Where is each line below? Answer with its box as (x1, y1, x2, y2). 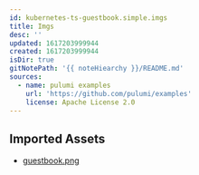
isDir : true (9, 55, 54, 64)
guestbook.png (22, 155, 80, 166)
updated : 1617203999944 (9, 38, 99, 48)
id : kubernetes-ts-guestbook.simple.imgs (9, 13, 168, 23)
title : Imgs (9, 22, 54, 31)
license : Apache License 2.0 (25, 97, 136, 107)
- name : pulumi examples (17, 81, 111, 90)
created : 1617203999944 (9, 47, 99, 56)
